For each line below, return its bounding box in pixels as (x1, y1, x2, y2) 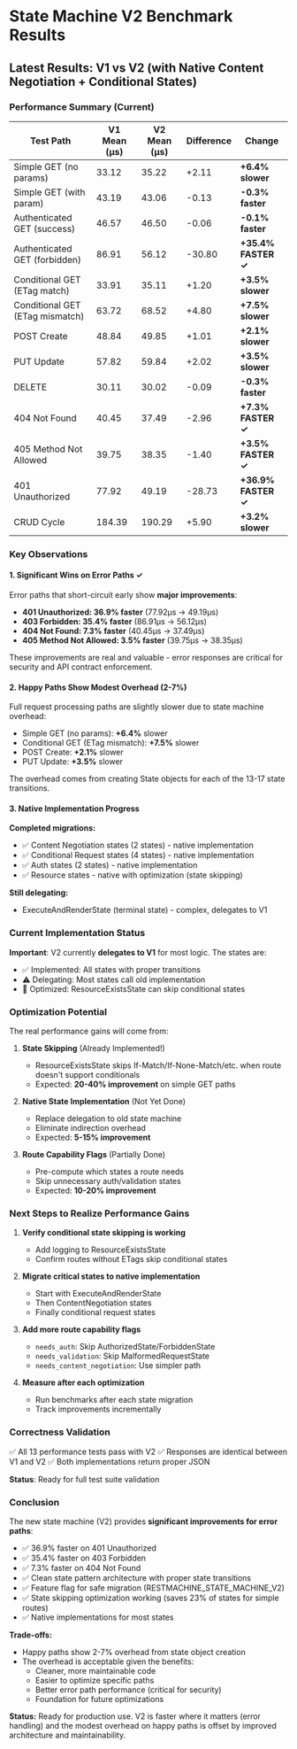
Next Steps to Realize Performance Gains (9, 1207, 190, 1219)
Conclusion (9, 1496, 60, 1508)
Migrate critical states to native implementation (21, 1271, 201, 1281)
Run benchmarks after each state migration (34, 1395, 194, 1405)
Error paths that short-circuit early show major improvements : (9, 590, 238, 600)
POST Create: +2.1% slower (21, 747, 124, 758)
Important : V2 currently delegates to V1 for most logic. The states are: (9, 947, 267, 957)
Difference (186, 135, 232, 147)
